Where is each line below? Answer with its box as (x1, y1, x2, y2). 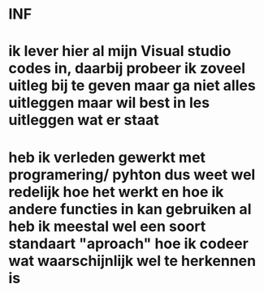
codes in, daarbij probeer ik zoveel (8, 59, 246, 78)
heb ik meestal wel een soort (8, 217, 206, 235)
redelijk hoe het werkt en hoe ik (8, 182, 224, 201)
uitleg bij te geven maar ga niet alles (8, 76, 256, 95)
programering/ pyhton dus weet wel (8, 165, 256, 183)
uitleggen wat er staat (8, 111, 160, 130)
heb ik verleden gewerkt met (8, 148, 206, 166)
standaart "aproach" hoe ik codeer (8, 234, 249, 252)
